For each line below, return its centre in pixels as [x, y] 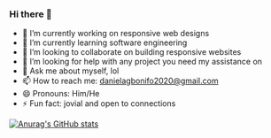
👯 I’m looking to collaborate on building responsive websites [132, 52]
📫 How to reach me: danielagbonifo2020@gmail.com [120, 81]
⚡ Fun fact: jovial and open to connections [99, 103]
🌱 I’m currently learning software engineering [105, 42]
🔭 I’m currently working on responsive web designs [116, 34]
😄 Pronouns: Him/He [61, 94]
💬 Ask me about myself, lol [70, 71]
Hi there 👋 [31, 14]
